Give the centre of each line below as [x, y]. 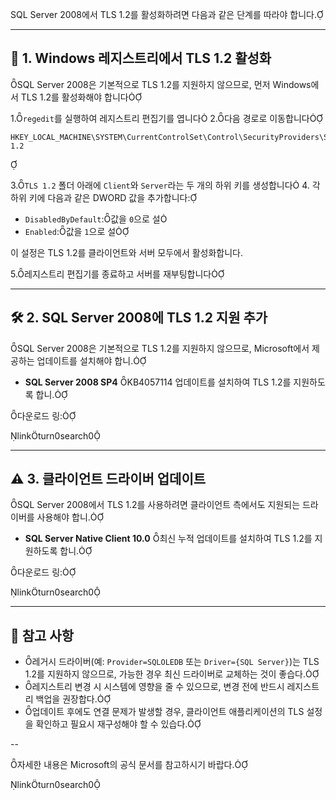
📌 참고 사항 [42, 635]
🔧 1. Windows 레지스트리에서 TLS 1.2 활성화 [141, 58]
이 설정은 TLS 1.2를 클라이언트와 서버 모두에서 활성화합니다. [127, 252]
